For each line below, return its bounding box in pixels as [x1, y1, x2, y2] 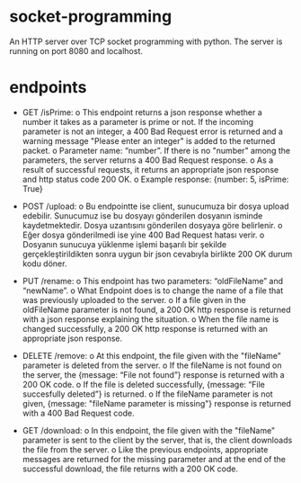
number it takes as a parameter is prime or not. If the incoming [22, 116, 254, 127]
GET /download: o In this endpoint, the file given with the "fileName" [22, 425, 276, 435]
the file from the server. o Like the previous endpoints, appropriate [22, 443, 269, 455]
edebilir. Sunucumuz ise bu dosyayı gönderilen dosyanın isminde [22, 210, 263, 221]
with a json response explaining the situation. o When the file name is [22, 313, 279, 325]
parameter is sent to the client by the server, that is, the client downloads [22, 434, 293, 445]
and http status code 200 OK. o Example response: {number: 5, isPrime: [22, 174, 289, 184]
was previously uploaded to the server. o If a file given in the [22, 294, 246, 305]
